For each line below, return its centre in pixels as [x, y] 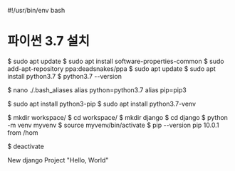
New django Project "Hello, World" [58, 160]
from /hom [23, 132]
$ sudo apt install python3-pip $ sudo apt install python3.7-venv [102, 104]
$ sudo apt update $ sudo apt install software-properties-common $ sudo [116, 61]
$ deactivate [26, 146]
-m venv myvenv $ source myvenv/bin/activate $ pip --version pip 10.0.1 [113, 125]
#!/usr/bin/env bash [36, 10]
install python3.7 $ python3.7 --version [65, 76]
